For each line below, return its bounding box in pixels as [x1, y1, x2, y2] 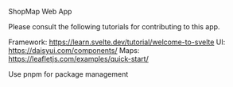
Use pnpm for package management [8, 70, 129, 78]
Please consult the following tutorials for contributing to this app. [8, 22, 220, 31]
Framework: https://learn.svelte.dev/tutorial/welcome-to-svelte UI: [8, 37, 226, 47]
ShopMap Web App [8, 7, 72, 16]
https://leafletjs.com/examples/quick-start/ [8, 55, 149, 63]
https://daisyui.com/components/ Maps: [8, 46, 140, 55]
